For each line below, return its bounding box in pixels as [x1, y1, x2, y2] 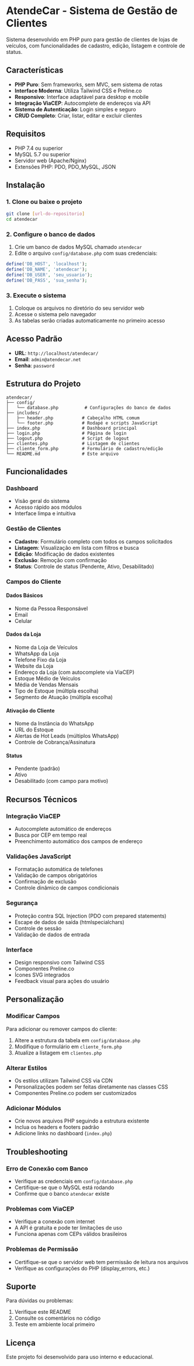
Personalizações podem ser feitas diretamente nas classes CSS [14, 1083, 168, 1090]
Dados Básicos [6, 592, 43, 599]
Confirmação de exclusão [14, 878, 77, 885]
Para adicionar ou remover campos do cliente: [6, 1025, 117, 1032]
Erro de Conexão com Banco [6, 1164, 89, 1172]
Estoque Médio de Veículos [14, 675, 81, 682]
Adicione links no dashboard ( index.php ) [14, 1130, 112, 1137]
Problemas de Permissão [6, 1245, 78, 1254]
